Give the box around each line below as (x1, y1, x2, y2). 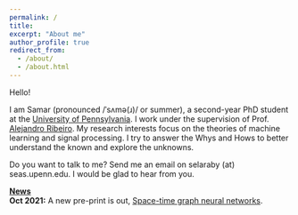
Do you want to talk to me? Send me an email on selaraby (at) (9, 159, 236, 170)
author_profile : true (9, 37, 90, 47)
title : (9, 21, 34, 30)
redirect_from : (9, 46, 66, 55)
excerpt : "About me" (9, 29, 87, 38)
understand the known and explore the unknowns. (9, 141, 195, 152)
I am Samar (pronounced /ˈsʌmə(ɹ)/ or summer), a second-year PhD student (9, 104, 289, 115)
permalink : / (9, 12, 58, 22)
